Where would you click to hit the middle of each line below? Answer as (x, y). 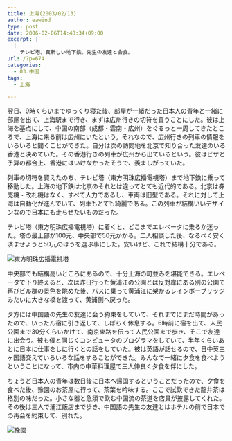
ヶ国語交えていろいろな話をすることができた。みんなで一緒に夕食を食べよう (116, 358)
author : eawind (29, 20)
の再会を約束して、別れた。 (46, 415)
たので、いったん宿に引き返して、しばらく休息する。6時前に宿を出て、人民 (115, 323)
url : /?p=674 (26, 59)
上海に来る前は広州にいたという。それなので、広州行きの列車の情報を (125, 137)
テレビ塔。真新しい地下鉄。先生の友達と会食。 (77, 53)
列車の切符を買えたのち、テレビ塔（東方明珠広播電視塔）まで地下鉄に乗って (116, 178)
